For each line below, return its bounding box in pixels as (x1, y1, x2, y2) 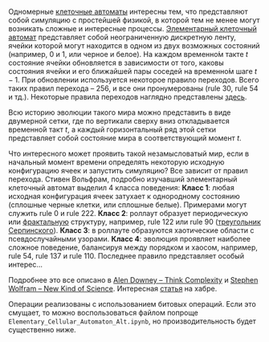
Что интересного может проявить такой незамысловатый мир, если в (8, 149, 250, 158)
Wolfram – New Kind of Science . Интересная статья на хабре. (8, 284, 218, 293)
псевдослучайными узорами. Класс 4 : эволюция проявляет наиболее (8, 234, 251, 243)
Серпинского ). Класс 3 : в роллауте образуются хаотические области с (8, 226, 255, 235)
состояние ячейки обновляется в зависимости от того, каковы (8, 58, 225, 67)
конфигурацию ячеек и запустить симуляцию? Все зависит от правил (8, 166, 249, 175)
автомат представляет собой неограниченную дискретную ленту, (8, 32, 237, 42)
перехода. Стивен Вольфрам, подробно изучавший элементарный (8, 174, 238, 184)
